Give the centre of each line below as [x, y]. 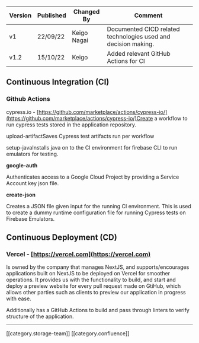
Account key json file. [33, 183]
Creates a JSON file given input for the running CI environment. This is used [99, 206]
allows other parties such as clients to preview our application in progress [96, 293]
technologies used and [139, 36]
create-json [21, 195]
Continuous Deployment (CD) [62, 238]
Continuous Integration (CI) [58, 82]
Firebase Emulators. [31, 218]
